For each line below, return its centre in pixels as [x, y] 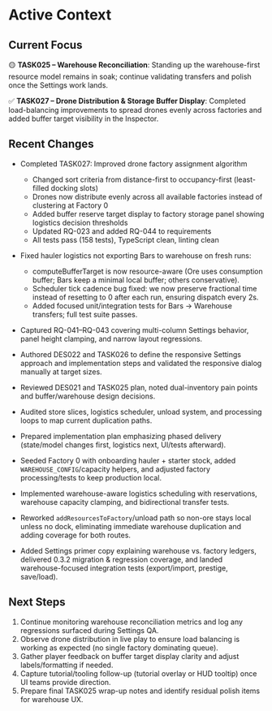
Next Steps [37, 602]
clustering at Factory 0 [70, 205]
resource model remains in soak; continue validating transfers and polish [130, 76]
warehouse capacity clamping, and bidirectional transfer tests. [125, 502]
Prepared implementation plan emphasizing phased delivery [121, 436]
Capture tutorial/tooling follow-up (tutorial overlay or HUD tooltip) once [138, 673]
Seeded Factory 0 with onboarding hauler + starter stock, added [128, 460]
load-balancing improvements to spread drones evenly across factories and [135, 110]
